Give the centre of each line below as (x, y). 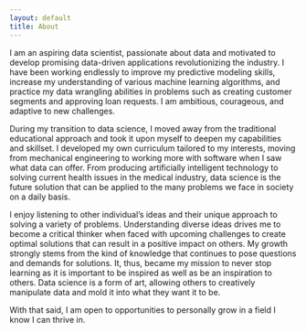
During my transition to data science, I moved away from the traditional (143, 128)
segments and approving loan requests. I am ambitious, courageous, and (147, 101)
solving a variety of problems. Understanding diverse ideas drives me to (145, 224)
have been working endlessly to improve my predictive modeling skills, (142, 72)
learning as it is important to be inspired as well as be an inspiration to (141, 273)
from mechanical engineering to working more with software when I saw (146, 157)
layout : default (40, 18)
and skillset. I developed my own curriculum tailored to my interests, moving (153, 148)
